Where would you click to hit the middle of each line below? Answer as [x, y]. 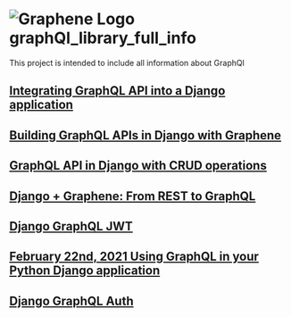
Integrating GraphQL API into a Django [117, 91]
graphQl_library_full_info [103, 38]
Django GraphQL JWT [71, 226]
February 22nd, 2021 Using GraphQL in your [134, 257]
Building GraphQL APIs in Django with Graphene [145, 135]
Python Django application [85, 271]
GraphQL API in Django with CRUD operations [138, 166]
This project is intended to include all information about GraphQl [127, 63]
